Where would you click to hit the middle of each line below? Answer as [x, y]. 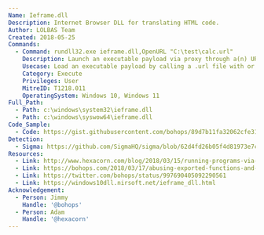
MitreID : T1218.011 [54, 88]
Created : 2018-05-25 [42, 37]
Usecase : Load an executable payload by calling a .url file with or [139, 67]
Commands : [24, 45]
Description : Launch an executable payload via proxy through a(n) [135, 60]
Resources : [26, 154]
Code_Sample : [29, 125]
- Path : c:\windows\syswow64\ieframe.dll [84, 117]
